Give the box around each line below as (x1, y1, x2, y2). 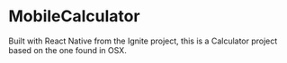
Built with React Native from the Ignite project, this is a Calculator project (8, 35, 278, 46)
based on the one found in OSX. (8, 44, 127, 55)
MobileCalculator (8, 6, 140, 27)
